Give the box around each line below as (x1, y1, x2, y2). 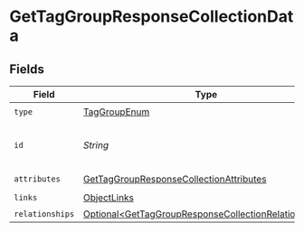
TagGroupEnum (82, 106, 150, 118)
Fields (9, 61, 45, 77)
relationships (14, 209, 75, 218)
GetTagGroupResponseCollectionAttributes (82, 172, 267, 185)
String (82, 139, 109, 151)
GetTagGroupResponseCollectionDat (9, 6, 294, 27)
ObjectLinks (82, 191, 134, 204)
